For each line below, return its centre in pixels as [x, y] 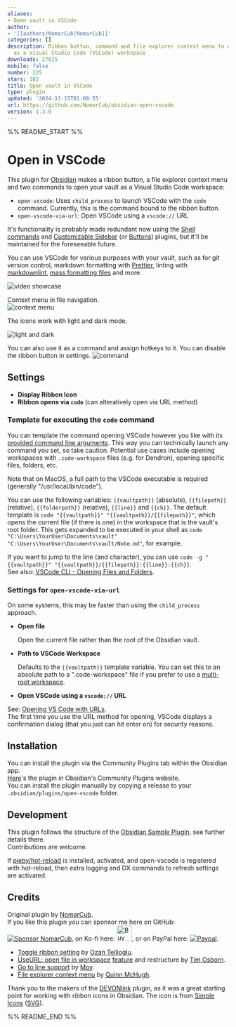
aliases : [20, 14]
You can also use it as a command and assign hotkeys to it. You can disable [117, 347]
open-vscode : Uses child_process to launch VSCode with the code [112, 200]
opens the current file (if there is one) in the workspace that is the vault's [113, 522]
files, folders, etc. [33, 465]
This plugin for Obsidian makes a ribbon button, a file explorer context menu [118, 179]
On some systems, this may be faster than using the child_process [104, 605]
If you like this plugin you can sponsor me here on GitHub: [91, 922]
